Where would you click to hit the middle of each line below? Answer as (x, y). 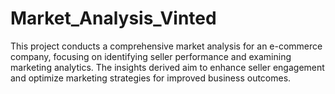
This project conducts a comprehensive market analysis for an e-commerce (166, 46)
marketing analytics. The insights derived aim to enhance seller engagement (167, 67)
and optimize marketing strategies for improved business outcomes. (151, 78)
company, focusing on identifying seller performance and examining (151, 56)
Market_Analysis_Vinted (113, 18)
